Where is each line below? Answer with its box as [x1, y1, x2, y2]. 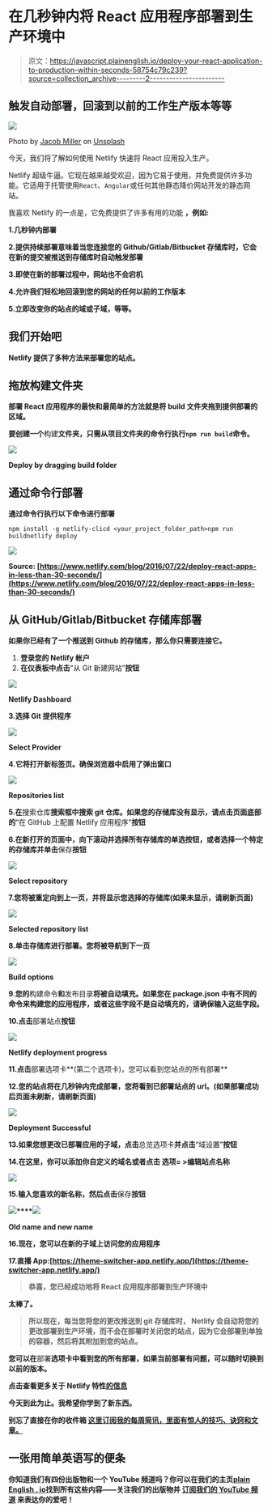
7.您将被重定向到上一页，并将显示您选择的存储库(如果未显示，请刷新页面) [8, 893, 253, 903]
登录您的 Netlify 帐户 [19, 653, 91, 662]
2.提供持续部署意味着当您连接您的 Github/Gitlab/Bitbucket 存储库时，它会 [8, 242, 257, 252]
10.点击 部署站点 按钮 [8, 1017, 75, 1026]
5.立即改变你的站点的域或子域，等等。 [8, 304, 136, 313]
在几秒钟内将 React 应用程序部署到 [8, 7, 240, 26]
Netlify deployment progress [8, 1047, 108, 1057]
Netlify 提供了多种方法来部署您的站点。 [8, 353, 140, 363]
